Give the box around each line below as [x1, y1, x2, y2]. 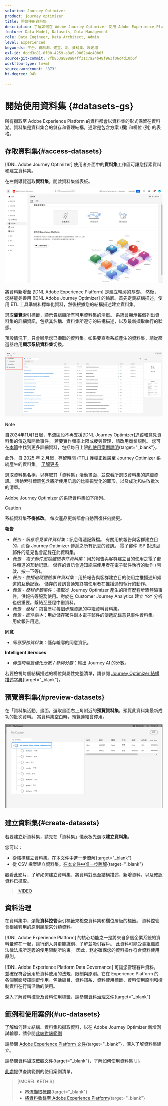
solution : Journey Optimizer [5, 8, 66, 13]
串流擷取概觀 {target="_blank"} [24, 1089, 88, 1095]
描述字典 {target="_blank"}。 [5, 676, 63, 682]
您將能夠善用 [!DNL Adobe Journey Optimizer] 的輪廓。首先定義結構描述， [5, 295, 158, 301]
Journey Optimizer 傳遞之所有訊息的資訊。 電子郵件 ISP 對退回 [31, 542, 160, 549]
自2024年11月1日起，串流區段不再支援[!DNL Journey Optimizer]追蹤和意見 [5, 432, 157, 438]
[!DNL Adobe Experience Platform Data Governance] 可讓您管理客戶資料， [5, 964, 159, 971]
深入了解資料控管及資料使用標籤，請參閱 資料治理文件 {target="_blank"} [5, 994, 151, 1000]
